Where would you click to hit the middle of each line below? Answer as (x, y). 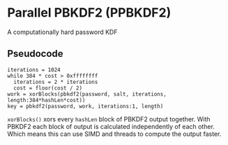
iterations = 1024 (34, 70)
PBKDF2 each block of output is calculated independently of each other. (111, 126)
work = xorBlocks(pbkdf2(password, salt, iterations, (87, 94)
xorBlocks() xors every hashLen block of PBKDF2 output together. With (109, 119)
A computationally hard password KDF (62, 32)
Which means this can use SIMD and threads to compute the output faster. (114, 134)
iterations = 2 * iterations (56, 82)
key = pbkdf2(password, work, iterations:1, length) (85, 106)
